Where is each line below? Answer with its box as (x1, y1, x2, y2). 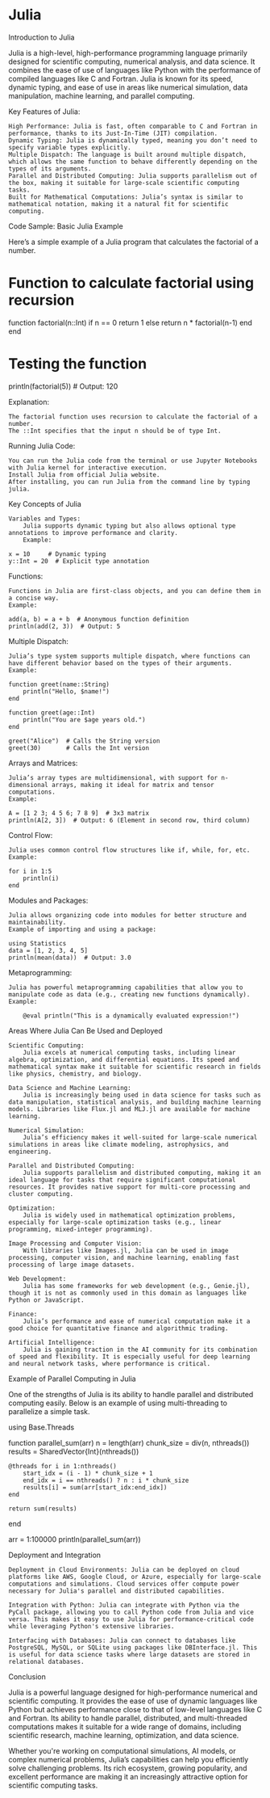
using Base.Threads (8, 1422, 75, 1432)
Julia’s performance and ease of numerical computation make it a (23, 1317, 251, 1325)
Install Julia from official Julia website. (8, 470, 160, 478)
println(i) (23, 874, 60, 882)
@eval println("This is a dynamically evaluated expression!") (23, 1012, 240, 1020)
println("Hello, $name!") (23, 687, 110, 696)
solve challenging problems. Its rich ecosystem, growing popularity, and (8, 1763, 247, 1773)
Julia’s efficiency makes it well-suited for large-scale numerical (23, 1133, 258, 1141)
